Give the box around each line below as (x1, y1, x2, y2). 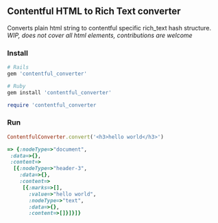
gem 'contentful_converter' (7, 70, 88, 77)
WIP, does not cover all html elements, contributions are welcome (7, 31, 193, 39)
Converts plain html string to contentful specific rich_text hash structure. (7, 23, 212, 32)
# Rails (7, 64, 29, 71)
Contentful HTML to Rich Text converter (7, 6, 181, 17)
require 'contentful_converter (7, 101, 97, 109)
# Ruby (7, 83, 26, 89)
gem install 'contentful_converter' (7, 89, 112, 96)
